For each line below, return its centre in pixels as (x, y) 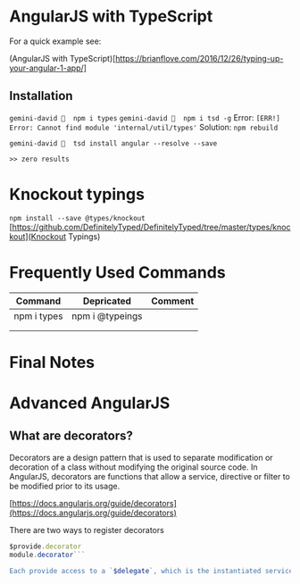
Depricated (107, 301)
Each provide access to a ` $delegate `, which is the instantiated (135, 571)
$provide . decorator (46, 546)
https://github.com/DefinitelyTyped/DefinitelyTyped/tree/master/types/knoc (151, 227)
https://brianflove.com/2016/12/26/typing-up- (200, 58)
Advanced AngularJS (90, 403)
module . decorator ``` (48, 555)
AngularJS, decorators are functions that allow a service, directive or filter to (150, 476)
